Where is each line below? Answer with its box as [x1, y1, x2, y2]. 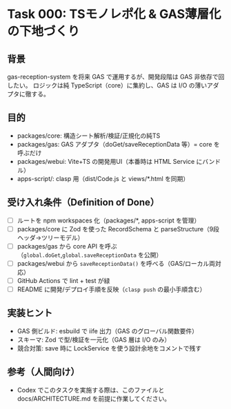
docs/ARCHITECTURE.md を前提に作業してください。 [17, 394, 171, 403]
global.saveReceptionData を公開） [61, 251, 163, 259]
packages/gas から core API [17, 242, 98, 250]
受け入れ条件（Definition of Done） [7, 197, 160, 209]
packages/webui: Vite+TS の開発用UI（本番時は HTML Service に [17, 157, 203, 165]
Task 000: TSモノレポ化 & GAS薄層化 [7, 6, 221, 22]
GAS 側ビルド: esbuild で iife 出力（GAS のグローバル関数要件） [17, 326, 199, 335]
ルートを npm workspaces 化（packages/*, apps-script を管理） [17, 216, 201, 224]
